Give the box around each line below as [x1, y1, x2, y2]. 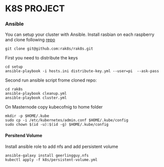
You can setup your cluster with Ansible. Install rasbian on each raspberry [5, 31, 155, 37]
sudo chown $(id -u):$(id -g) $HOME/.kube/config [5, 122, 109, 127]
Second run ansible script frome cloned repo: [5, 77, 97, 83]
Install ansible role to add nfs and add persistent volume [5, 143, 118, 149]
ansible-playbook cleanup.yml [5, 91, 67, 96]
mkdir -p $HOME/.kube [5, 113, 50, 118]
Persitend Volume [5, 133, 43, 139]
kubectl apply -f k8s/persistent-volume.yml [5, 157, 98, 162]
